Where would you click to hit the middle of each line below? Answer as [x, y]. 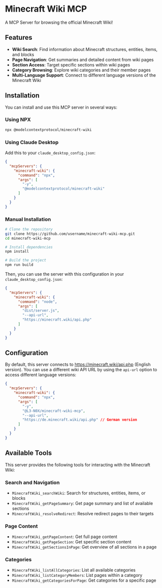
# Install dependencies [29, 247]
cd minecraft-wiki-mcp [28, 238]
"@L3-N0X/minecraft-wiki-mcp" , [54, 411]
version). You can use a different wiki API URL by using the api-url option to [81, 370]
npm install [17, 252]
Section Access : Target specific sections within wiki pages [71, 65]
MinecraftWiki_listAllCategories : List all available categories [74, 570]
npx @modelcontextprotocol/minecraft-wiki [48, 130]
